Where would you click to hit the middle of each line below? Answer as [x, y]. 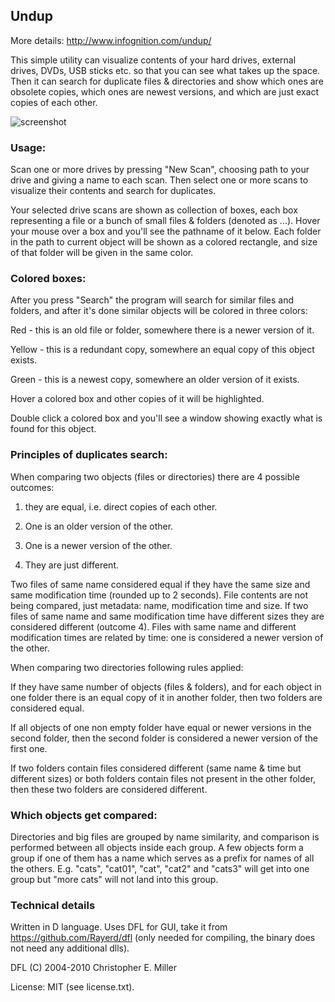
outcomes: [32, 487]
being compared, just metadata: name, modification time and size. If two [159, 605]
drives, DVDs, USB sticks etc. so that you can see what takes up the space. [165, 70]
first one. [29, 748]
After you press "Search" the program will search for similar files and [152, 300]
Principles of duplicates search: [89, 455]
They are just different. [71, 565]
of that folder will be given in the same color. [102, 253]
